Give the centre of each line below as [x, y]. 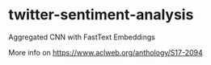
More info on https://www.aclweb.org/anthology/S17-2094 [106, 52]
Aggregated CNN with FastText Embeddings [82, 37]
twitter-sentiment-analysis [101, 15]
